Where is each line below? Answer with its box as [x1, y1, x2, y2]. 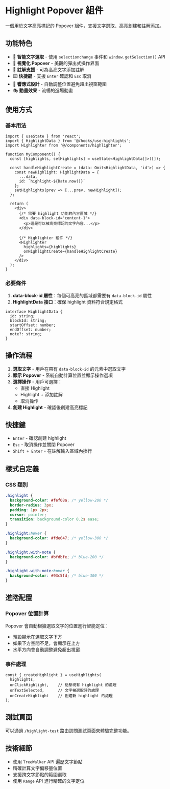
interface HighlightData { [5, 309, 63, 314]
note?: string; [10, 331, 42, 336]
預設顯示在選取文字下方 [12, 634, 62, 640]
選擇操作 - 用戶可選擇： [12, 378, 63, 385]
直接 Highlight [20, 385, 50, 391]
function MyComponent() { [5, 152, 60, 157]
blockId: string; [10, 318, 47, 323]
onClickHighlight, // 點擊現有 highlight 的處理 [10, 682, 117, 687]
